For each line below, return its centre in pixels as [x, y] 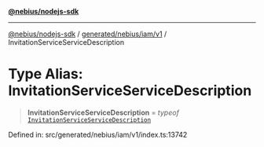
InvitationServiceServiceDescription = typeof [103, 112]
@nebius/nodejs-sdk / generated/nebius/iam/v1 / [88, 34]
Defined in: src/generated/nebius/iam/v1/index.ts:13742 [98, 134]
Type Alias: [46, 74]
